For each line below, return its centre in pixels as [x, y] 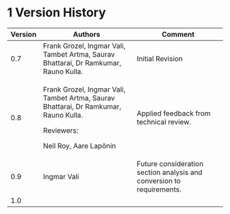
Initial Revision [160, 58]
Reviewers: [61, 130]
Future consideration [170, 163]
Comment [178, 34]
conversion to [159, 180]
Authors [87, 34]
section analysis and [170, 172]
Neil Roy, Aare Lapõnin [80, 146]
